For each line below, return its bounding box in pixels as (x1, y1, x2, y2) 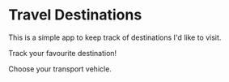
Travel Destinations (8, 6, 142, 24)
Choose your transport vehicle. (8, 63, 112, 74)
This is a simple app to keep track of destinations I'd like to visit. (8, 32, 222, 42)
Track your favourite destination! (8, 48, 117, 58)
